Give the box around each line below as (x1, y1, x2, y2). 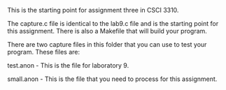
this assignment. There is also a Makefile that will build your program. (7, 27, 208, 35)
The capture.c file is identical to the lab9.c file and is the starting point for (7, 20, 219, 27)
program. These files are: (7, 48, 80, 56)
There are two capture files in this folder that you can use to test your (7, 40, 207, 48)
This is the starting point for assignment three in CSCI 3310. (7, 6, 179, 14)
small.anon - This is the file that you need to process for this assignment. (7, 75, 218, 83)
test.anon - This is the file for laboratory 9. (7, 61, 129, 69)
